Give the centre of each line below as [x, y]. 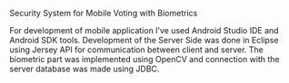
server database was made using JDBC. [85, 69]
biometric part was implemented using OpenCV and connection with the [144, 59]
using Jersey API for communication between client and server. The [136, 50]
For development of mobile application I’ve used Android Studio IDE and [144, 30]
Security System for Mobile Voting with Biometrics [104, 13]
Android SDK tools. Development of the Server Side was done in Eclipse [144, 40]
